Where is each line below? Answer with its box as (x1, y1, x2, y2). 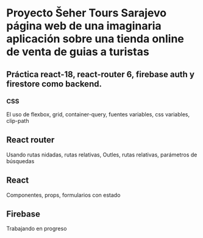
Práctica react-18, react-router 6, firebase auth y (6, 69, 195, 79)
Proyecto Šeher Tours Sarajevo (6, 6, 166, 20)
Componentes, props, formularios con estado (6, 191, 121, 198)
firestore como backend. (6, 79, 102, 89)
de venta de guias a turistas (6, 45, 149, 59)
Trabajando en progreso (6, 225, 67, 233)
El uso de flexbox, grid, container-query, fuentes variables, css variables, (6, 110, 190, 118)
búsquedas (6, 157, 35, 164)
